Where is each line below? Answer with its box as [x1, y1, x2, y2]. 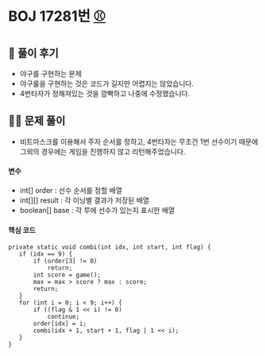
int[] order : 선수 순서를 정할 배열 [19, 186, 123, 195]
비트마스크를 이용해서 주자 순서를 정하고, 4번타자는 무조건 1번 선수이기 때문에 [19, 137, 259, 146]
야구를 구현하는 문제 [19, 69, 82, 78]
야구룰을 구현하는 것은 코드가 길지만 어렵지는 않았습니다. [19, 79, 195, 88]
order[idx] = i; [33, 319, 87, 328]
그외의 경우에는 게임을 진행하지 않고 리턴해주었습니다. [19, 146, 186, 156]
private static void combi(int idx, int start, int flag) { [8, 243, 212, 251]
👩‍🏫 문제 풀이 [8, 114, 66, 128]
